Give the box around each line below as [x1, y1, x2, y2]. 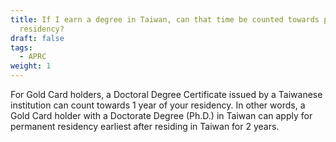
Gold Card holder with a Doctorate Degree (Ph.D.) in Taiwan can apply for [10, 110, 313, 121]
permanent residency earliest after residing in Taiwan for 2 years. [10, 121, 280, 132]
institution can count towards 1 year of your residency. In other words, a [10, 99, 306, 111]
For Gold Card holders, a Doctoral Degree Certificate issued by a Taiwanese [10, 89, 323, 100]
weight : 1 [10, 61, 52, 71]
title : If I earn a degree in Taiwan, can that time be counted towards [10, 14, 320, 25]
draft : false [10, 33, 65, 43]
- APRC [19, 52, 47, 62]
